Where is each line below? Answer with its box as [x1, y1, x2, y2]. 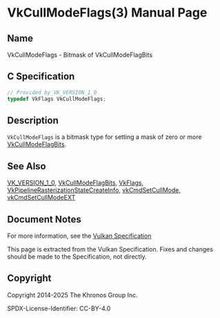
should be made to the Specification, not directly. [7, 252, 147, 261]
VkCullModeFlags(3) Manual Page [7, 5, 208, 21]
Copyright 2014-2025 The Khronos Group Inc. [7, 290, 138, 299]
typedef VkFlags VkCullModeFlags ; [7, 95, 107, 102]
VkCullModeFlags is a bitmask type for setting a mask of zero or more [7, 133, 202, 141]
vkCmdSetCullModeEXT [7, 194, 76, 202]
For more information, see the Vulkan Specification [7, 232, 152, 240]
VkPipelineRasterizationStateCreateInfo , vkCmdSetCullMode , [7, 186, 181, 194]
